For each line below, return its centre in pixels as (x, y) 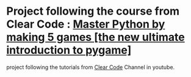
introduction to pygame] (69, 50)
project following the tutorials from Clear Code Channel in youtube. (91, 67)
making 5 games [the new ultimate (95, 37)
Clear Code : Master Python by (86, 24)
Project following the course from (93, 11)
